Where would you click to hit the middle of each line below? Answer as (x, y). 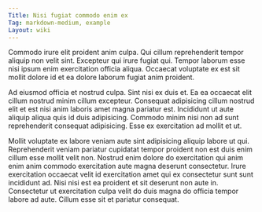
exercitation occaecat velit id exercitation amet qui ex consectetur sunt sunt (131, 174)
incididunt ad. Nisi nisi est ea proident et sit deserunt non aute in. (113, 183)
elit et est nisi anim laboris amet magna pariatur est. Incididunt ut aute (121, 109)
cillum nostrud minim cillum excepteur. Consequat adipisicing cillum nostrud (131, 101)
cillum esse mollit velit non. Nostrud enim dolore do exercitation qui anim (126, 158)
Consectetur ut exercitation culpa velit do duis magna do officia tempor (124, 191)
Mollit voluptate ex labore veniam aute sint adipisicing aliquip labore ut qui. (129, 141)
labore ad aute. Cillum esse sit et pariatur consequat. (94, 199)
